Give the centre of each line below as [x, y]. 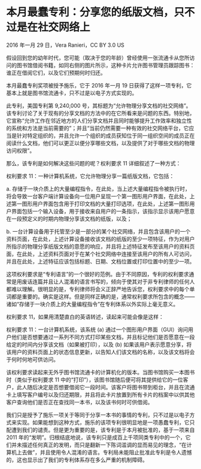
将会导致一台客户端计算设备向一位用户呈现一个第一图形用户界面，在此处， [98, 196]
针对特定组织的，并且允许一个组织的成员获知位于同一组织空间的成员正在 [106, 135]
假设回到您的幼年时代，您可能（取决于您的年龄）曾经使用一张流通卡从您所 [98, 58]
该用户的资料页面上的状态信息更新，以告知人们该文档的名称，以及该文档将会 [100, 352]
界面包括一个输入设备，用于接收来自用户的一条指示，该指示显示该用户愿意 [103, 211]
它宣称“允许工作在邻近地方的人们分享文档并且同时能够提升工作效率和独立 [97, 120]
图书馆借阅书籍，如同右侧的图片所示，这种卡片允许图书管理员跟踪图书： [106, 65]
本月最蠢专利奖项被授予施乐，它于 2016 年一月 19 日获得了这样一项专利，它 [99, 85]
